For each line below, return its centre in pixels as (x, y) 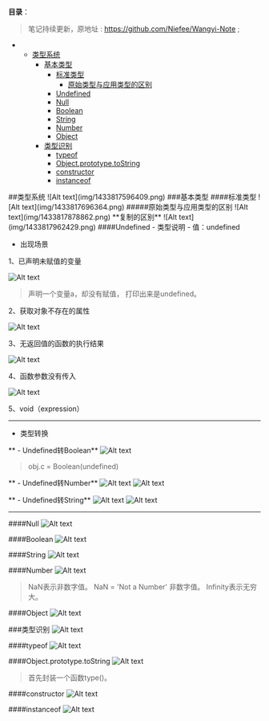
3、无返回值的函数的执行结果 (56, 343)
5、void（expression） (46, 409)
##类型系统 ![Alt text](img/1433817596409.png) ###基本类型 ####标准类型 (132, 197)
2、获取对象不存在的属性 (49, 311)
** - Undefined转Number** (53, 483)
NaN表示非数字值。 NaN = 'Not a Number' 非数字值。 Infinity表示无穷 (143, 587)
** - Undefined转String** (50, 500)
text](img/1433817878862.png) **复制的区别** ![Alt (93, 217)
